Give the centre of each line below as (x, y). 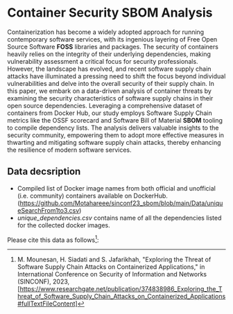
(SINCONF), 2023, (43, 281)
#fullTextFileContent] (47, 304)
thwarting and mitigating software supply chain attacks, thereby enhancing (114, 142)
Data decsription (44, 172)
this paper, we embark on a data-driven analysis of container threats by (109, 91)
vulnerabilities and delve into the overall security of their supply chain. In (111, 83)
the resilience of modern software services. (69, 150)
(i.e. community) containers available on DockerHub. (93, 195)
